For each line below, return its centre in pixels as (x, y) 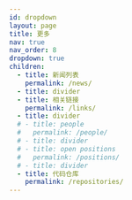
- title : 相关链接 (48, 100)
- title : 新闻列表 (48, 75)
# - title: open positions (66, 149)
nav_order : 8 (33, 50)
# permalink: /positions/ (69, 157)
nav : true (27, 42)
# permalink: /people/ (62, 133)
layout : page (33, 26)
